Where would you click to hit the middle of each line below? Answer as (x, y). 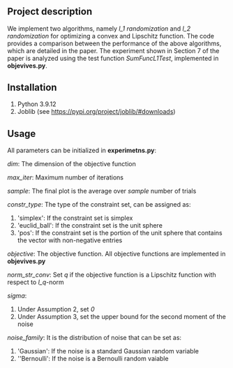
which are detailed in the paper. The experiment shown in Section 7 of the (113, 50)
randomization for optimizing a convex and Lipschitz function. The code (111, 36)
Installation (32, 87)
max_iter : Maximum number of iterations (66, 177)
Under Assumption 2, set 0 (56, 309)
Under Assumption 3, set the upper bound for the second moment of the (122, 317)
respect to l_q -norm (36, 282)
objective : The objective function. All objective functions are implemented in (116, 254)
